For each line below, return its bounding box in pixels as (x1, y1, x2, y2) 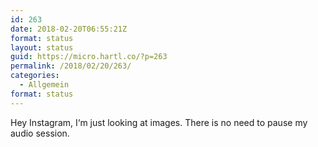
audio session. (10, 127, 70, 139)
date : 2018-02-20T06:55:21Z (10, 24, 128, 34)
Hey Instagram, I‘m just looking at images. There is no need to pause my (10, 116, 308, 128)
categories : (10, 71, 60, 81)
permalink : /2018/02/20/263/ (10, 61, 132, 71)
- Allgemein (19, 80, 70, 90)
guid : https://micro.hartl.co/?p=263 (10, 52, 168, 62)
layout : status (10, 42, 74, 53)
